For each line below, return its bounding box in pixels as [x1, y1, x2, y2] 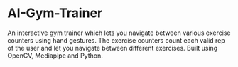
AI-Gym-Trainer [7, 5, 103, 21]
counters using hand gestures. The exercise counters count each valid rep [7, 36, 225, 44]
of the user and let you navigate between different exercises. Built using [7, 43, 218, 52]
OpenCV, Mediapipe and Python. [7, 51, 103, 60]
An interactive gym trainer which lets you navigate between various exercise [7, 29, 231, 37]
